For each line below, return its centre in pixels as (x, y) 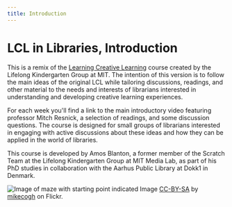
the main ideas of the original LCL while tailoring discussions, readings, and (115, 82)
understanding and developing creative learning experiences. (95, 97)
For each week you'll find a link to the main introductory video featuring (109, 110)
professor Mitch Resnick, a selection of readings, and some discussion (108, 117)
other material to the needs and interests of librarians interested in (102, 89)
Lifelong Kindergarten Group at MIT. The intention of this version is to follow (116, 74)
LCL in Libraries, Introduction (93, 48)
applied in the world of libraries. (53, 140)
